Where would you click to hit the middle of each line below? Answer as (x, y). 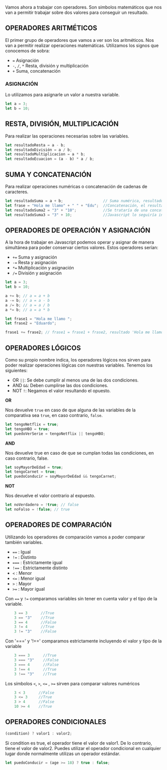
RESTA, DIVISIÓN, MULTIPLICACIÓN (62, 124)
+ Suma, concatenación (36, 71)
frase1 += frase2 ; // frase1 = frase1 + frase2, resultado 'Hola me (78, 332)
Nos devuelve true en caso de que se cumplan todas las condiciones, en (80, 453)
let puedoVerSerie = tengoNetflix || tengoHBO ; (55, 434)
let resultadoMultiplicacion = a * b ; (45, 154)
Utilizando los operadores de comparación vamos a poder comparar (75, 537)
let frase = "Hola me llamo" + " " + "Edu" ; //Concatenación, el (75, 205)
